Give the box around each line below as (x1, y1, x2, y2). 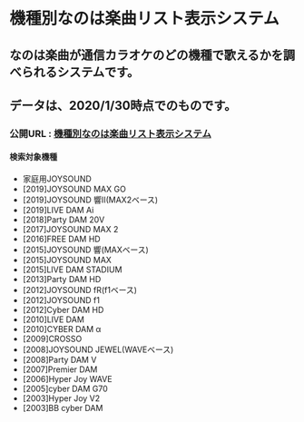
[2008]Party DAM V (22, 355, 97, 366)
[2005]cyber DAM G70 (22, 383, 108, 395)
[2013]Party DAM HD (22, 274, 102, 285)
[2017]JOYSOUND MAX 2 (22, 224, 119, 235)
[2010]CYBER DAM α (22, 324, 102, 335)
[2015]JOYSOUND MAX (22, 255, 112, 266)
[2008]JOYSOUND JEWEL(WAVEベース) (22, 344, 174, 355)
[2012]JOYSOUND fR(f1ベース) (22, 285, 138, 296)
